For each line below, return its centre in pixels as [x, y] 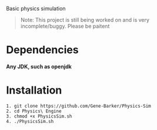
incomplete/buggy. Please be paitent [65, 26]
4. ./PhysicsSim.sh [30, 121]
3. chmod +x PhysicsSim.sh [39, 116]
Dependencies [42, 50]
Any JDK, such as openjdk [39, 66]
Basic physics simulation [36, 9]
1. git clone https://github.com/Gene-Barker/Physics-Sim [78, 106]
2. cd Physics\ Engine [34, 111]
